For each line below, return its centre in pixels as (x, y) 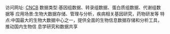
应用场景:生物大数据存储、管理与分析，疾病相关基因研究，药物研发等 (87, 14)
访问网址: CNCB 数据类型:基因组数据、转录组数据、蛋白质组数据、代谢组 (81, 7)
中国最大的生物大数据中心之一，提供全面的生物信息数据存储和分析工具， (87, 20)
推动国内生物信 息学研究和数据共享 (41, 26)
